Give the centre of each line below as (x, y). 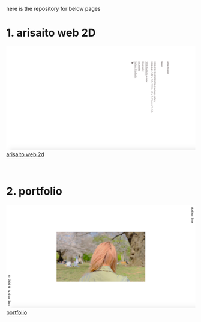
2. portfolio (34, 191)
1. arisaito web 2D (51, 33)
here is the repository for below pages (53, 9)
